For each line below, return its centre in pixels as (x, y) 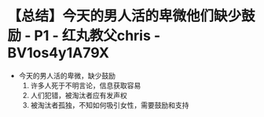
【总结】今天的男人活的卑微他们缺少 (125, 16)
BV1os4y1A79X (58, 53)
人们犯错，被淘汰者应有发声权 (79, 95)
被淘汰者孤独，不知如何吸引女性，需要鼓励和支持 (110, 105)
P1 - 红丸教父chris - (97, 36)
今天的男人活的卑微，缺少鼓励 (67, 75)
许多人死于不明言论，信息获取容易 (86, 85)
